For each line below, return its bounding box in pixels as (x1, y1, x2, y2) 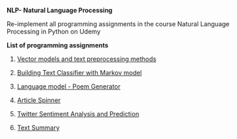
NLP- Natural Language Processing (6, 6, 113, 14)
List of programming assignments (6, 41, 109, 49)
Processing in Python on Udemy (6, 28, 101, 35)
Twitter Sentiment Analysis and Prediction (16, 110, 140, 118)
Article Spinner (16, 96, 61, 104)
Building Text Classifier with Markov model (16, 69, 143, 77)
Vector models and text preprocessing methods (16, 55, 157, 63)
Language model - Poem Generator (16, 82, 121, 91)
